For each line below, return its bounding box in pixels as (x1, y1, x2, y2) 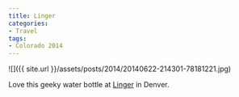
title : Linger (8, 11, 57, 20)
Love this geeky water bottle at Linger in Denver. (8, 80, 170, 90)
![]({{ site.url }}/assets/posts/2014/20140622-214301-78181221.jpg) (8, 64, 232, 74)
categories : (8, 19, 48, 27)
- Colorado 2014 (8, 42, 63, 50)
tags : (8, 34, 27, 43)
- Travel (8, 27, 38, 35)
